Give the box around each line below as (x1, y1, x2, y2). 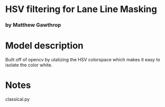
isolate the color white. (5, 62, 53, 68)
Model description (5, 40, 84, 51)
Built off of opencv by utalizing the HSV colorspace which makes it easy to (5, 57, 160, 63)
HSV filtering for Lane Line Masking (5, 4, 157, 15)
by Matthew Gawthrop (5, 22, 62, 29)
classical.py (5, 96, 30, 102)
